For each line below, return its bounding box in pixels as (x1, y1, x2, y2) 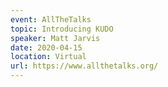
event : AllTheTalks (10, 14, 92, 25)
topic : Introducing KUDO (10, 24, 114, 34)
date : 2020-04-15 (10, 42, 83, 53)
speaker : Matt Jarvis (10, 33, 101, 43)
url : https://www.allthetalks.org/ (10, 61, 159, 71)
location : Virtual (10, 52, 87, 62)
